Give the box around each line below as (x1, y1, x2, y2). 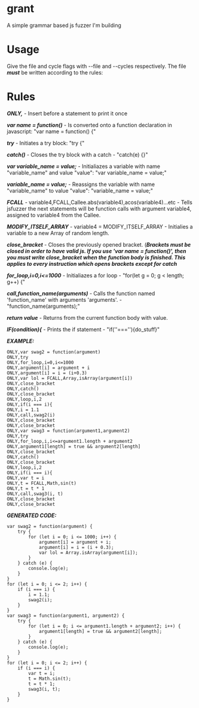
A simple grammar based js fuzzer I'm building (7, 22, 122, 29)
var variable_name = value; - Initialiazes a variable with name (7, 163, 161, 170)
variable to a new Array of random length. (7, 229, 109, 236)
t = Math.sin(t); (28, 676, 71, 682)
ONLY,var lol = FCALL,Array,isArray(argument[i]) (7, 375, 133, 381)
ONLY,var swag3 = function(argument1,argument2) (7, 428, 130, 434)
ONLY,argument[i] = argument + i (7, 365, 90, 371)
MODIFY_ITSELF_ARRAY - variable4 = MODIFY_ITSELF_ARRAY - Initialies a (7, 223, 193, 230)
